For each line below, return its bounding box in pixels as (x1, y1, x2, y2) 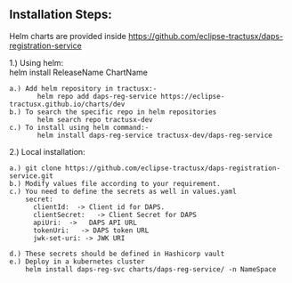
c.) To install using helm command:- (9, 123, 150, 132)
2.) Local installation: (9, 146, 86, 157)
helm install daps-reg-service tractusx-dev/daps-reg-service (36, 131, 273, 140)
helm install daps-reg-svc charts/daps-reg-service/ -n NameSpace (25, 264, 277, 274)
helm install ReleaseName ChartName (9, 67, 149, 77)
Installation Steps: (9, 7, 113, 22)
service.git (9, 171, 53, 181)
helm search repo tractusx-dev (36, 115, 153, 124)
